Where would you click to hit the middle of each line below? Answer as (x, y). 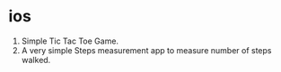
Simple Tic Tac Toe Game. (70, 41)
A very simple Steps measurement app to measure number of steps (146, 50)
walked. (36, 60)
